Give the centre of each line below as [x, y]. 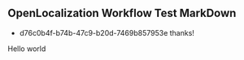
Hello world [27, 49]
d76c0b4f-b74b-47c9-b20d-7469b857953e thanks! [107, 32]
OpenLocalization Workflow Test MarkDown [122, 13]
